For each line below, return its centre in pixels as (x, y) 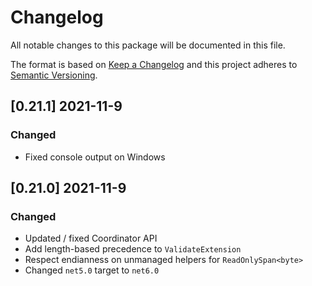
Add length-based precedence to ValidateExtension (133, 249)
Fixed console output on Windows (95, 157)
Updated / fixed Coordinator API (91, 238)
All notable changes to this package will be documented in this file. (148, 45)
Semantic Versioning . (54, 75)
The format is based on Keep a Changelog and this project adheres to (154, 64)
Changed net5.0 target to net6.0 (92, 270)
